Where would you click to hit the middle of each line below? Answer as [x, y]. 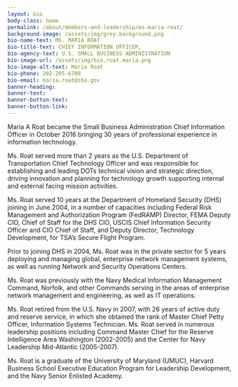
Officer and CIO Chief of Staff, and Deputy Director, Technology [101, 230]
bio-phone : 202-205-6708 [44, 73]
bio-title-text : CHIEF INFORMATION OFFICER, [74, 47]
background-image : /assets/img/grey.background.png [86, 34]
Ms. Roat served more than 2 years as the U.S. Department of [98, 155]
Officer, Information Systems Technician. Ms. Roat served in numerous [111, 324]
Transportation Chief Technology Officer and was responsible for [103, 163]
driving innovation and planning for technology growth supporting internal [116, 178]
